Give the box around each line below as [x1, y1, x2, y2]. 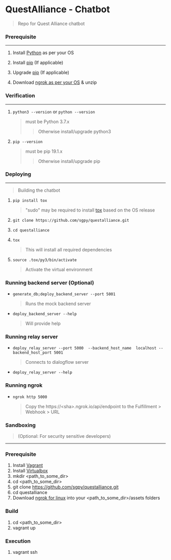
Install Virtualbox [12, 468, 48, 474]
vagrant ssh [12, 549, 38, 555]
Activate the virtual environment [25, 266, 93, 272]
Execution [5, 538, 31, 545]
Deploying [5, 171, 32, 178]
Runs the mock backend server [25, 300, 91, 307]
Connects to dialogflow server [25, 359, 89, 365]
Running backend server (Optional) [5, 279, 94, 286]
